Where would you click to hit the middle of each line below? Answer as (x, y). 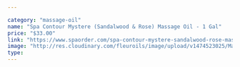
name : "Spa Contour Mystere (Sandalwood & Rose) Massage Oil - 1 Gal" (115, 26)
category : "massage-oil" (44, 20)
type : (15, 53)
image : (17, 47)
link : (15, 39)
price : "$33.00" (31, 33)
